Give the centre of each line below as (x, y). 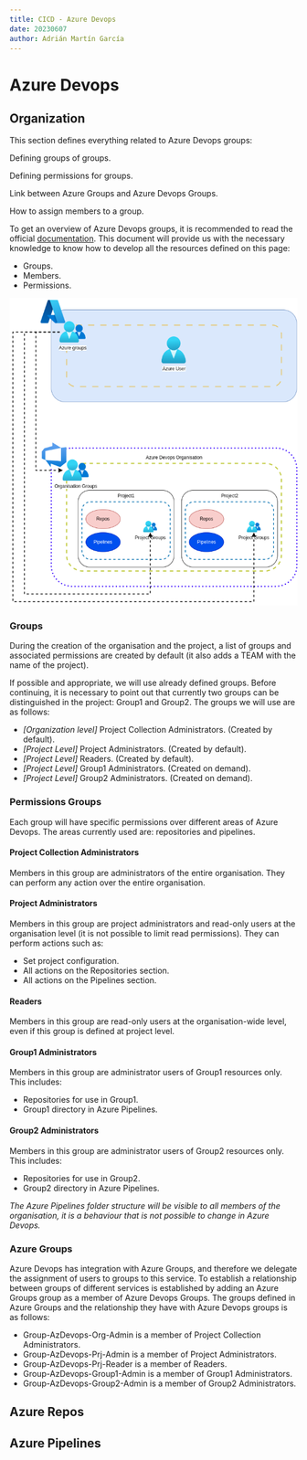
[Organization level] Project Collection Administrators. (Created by (148, 730)
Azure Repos (47, 1412)
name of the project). (49, 665)
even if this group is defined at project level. (92, 1032)
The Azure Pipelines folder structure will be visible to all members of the (145, 1205)
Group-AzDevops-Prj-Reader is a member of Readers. (125, 1364)
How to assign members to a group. (77, 211)
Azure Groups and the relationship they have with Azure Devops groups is (148, 1307)
